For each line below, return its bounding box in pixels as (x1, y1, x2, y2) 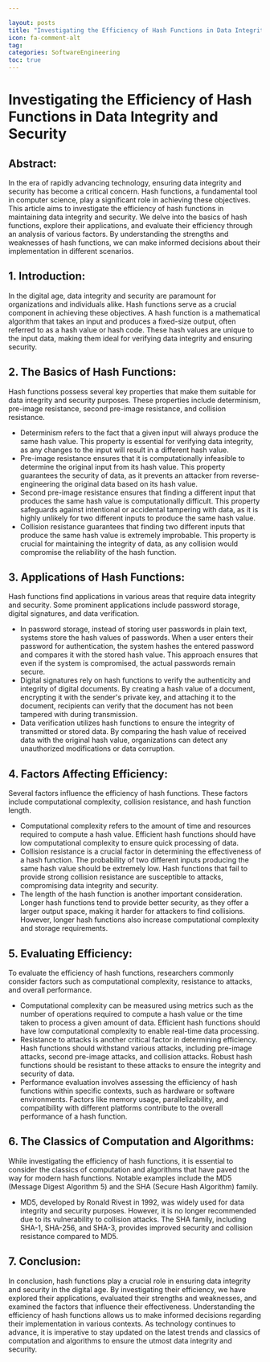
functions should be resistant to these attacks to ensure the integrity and (19, 1061, 261, 1070)
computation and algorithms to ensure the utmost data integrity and (8, 1335, 233, 1345)
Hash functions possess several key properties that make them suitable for (8, 386, 256, 396)
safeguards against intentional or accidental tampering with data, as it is (19, 504, 259, 514)
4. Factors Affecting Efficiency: (8, 767, 169, 781)
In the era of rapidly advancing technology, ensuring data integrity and (8, 178, 242, 187)
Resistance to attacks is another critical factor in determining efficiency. (19, 1035, 258, 1045)
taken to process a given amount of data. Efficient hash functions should (19, 1017, 261, 1028)
